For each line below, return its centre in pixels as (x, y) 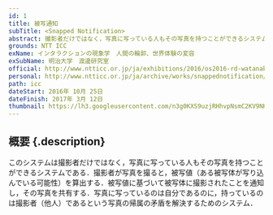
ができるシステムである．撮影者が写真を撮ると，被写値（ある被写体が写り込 (136, 172)
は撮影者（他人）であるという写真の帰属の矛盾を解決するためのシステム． (133, 203)
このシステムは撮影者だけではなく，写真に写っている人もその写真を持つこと (136, 162)
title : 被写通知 (33, 24)
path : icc (25, 84)
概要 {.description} (57, 142)
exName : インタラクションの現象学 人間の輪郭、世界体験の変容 (102, 54)
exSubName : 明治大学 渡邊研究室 (59, 62)
